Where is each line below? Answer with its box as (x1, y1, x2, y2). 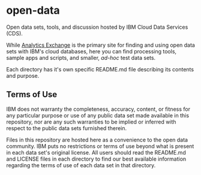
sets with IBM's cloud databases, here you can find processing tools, (6, 47, 177, 55)
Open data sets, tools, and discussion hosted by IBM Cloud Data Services (6, 23, 188, 31)
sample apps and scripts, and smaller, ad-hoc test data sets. (6, 54, 156, 61)
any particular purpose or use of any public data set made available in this (6, 111, 190, 119)
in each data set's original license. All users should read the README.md (6, 149, 186, 156)
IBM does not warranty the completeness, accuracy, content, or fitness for (6, 105, 191, 113)
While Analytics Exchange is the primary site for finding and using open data (6, 41, 195, 49)
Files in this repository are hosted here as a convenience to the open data (6, 136, 188, 143)
